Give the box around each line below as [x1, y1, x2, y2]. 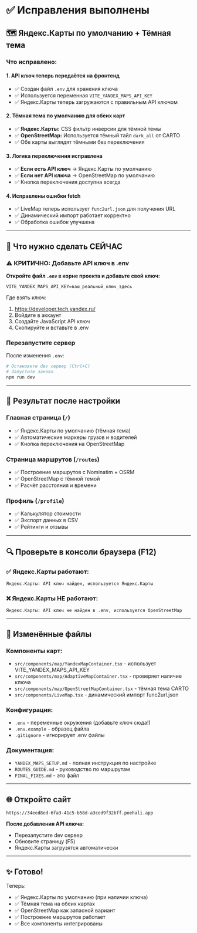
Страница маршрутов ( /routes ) [6, 455, 100, 464]
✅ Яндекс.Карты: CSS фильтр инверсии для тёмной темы [14, 125, 161, 132]
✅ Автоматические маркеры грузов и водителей [14, 434, 137, 441]
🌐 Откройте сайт [6, 795, 72, 804]
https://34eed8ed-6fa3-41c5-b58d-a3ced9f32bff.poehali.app [6, 810, 154, 816]
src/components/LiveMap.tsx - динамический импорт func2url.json [14, 691, 179, 698]
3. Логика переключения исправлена [6, 152, 103, 159]
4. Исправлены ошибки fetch [6, 192, 81, 200]
